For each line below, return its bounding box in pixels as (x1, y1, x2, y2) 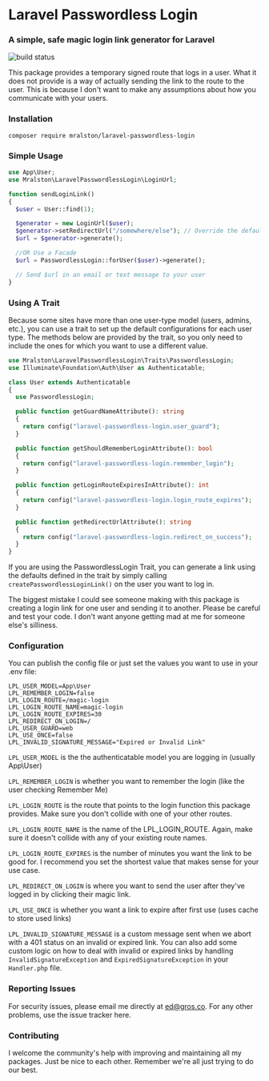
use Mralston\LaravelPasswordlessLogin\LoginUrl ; (8, 175, 178, 183)
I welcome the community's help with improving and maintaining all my (8, 1048, 242, 1058)
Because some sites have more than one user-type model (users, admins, (8, 315, 252, 325)
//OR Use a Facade (15, 249, 78, 257)
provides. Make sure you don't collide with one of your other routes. (8, 809, 233, 818)
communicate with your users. (8, 94, 109, 103)
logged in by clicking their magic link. (8, 890, 131, 899)
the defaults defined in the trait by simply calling (8, 571, 167, 581)
